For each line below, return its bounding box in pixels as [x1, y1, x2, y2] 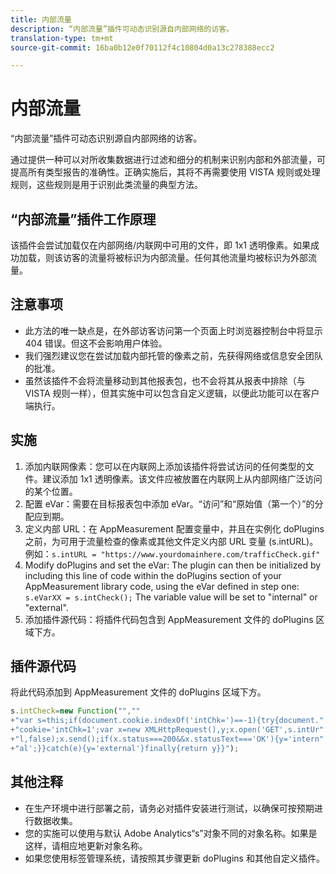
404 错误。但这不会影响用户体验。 [24, 337, 168, 349]
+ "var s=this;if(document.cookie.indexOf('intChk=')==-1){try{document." [10, 716, 325, 726]
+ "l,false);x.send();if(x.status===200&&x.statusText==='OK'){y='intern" [10, 734, 325, 745]
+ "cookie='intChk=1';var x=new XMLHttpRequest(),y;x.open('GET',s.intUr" [10, 725, 325, 735]
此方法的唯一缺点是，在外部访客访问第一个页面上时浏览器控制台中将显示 [24, 324, 323, 336]
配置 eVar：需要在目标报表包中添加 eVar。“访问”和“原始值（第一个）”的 [24, 497, 315, 510]
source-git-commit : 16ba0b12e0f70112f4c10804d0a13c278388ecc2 [10, 42, 275, 53]
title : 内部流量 [10, 14, 72, 25]
